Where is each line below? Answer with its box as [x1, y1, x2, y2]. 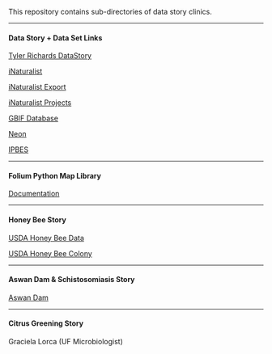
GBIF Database [8, 113, 59, 124]
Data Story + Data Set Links [8, 32, 103, 43]
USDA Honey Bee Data [8, 233, 85, 242]
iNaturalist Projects [8, 98, 72, 107]
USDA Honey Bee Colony [8, 248, 93, 258]
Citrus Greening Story [8, 318, 83, 328]
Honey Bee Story [8, 215, 66, 225]
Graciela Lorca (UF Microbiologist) [8, 337, 123, 347]
